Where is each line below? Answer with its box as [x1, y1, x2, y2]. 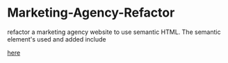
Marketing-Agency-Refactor [7, 5, 175, 21]
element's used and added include [7, 35, 106, 43]
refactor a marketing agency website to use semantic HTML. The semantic [7, 28, 221, 36]
